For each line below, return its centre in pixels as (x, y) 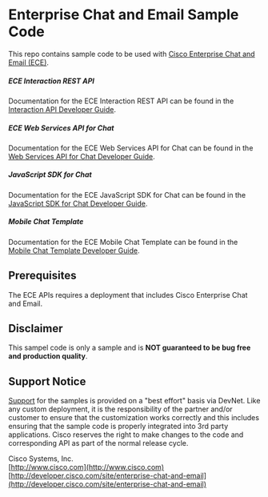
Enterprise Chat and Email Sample (124, 15)
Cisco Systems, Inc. (41, 459)
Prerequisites (42, 276)
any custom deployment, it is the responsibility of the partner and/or (121, 409)
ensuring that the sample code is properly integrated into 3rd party (118, 427)
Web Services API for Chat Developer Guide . (82, 156)
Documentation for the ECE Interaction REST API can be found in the (121, 101)
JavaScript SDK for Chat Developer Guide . (78, 203)
